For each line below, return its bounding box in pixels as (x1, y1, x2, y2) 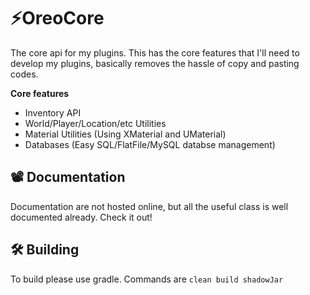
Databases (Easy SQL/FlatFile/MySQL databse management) (24, 138, 276, 150)
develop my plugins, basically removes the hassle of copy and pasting (10, 57, 300, 69)
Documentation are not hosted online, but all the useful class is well (10, 200, 289, 212)
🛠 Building (10, 241, 80, 259)
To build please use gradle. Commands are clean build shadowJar (10, 273, 284, 285)
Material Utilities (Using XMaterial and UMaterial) (24, 128, 227, 140)
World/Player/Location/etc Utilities (24, 117, 167, 129)
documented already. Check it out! (10, 211, 153, 223)
